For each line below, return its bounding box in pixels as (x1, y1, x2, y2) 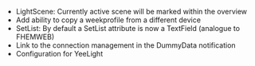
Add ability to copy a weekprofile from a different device (15, 15, 202, 25)
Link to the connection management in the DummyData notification (15, 41, 237, 50)
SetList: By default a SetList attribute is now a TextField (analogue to (15, 24, 241, 33)
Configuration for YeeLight (15, 49, 104, 58)
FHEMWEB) (15, 32, 55, 41)
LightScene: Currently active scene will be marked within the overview (15, 7, 247, 16)
